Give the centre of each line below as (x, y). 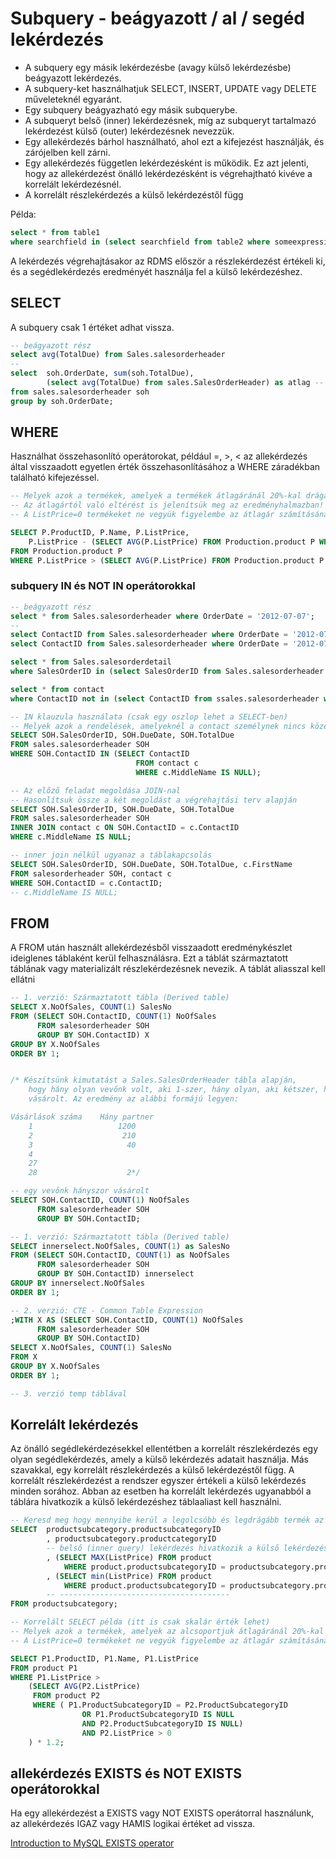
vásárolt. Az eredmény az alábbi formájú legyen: (134, 1099)
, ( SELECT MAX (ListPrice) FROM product (129, 1557)
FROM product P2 (66, 1696)
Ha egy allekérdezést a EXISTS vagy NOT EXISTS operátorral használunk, (162, 1813)
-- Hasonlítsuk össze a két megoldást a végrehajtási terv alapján (154, 800)
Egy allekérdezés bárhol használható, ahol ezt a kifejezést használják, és (174, 141)
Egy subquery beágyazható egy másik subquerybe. (131, 109)
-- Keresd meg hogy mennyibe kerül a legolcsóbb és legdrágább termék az (167, 1520)
